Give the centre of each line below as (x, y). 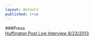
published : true (22, 14)
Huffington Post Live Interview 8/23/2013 (47, 33)
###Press (15, 28)
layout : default (22, 10)
